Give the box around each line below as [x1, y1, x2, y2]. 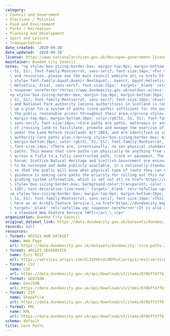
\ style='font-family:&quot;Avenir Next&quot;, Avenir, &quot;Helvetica [10, 78, 166, 83]
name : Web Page [10, 238, 42, 243]
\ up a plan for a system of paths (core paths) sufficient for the [10, 106, 157, 111]
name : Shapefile [10, 295, 44, 300]
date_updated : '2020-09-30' [5, 50, 65, 55]
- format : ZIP [5, 290, 35, 295]
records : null [5, 224, 35, 230]
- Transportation [5, 41, 42, 46]
